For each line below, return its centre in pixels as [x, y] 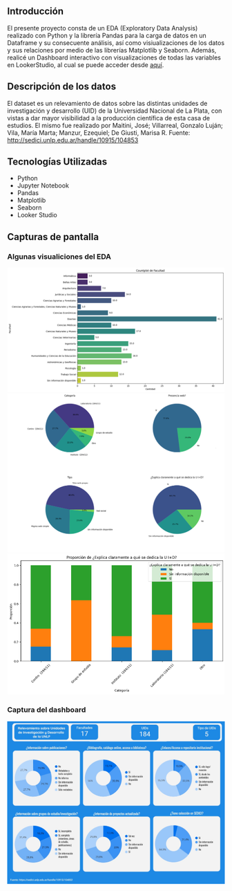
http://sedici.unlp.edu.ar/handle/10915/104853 [73, 140]
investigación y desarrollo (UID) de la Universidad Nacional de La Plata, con [115, 111]
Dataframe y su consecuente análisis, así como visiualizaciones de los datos [116, 43]
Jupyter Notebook [43, 185]
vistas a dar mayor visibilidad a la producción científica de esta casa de [109, 118]
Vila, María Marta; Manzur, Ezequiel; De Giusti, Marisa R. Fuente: [99, 132]
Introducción [36, 11]
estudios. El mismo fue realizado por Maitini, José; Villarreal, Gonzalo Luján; [115, 125]
